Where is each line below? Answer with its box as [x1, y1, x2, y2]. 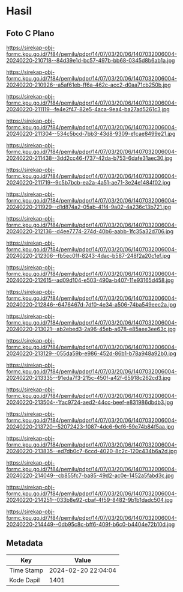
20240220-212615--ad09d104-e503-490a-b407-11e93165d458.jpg [6, 276, 174, 284]
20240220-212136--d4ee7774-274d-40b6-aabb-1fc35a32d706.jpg [6, 228, 174, 235]
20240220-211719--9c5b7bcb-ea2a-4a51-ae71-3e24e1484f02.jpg [6, 179, 171, 186]
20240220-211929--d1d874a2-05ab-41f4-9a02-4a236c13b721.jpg [6, 203, 172, 210]
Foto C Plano [6, 28, 55, 38]
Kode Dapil [9, 576, 40, 584]
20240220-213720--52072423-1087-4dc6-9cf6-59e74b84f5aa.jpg [6, 423, 175, 430]
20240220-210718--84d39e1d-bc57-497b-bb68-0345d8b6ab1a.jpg [6, 57, 175, 64]
